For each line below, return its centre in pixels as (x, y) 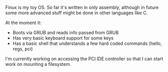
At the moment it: (23, 23)
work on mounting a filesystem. (38, 64)
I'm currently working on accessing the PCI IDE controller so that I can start (84, 59)
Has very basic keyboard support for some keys (63, 38)
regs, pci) (23, 49)
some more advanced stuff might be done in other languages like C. (77, 13)
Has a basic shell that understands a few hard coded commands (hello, (87, 43)
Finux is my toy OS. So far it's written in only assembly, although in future (82, 7)
